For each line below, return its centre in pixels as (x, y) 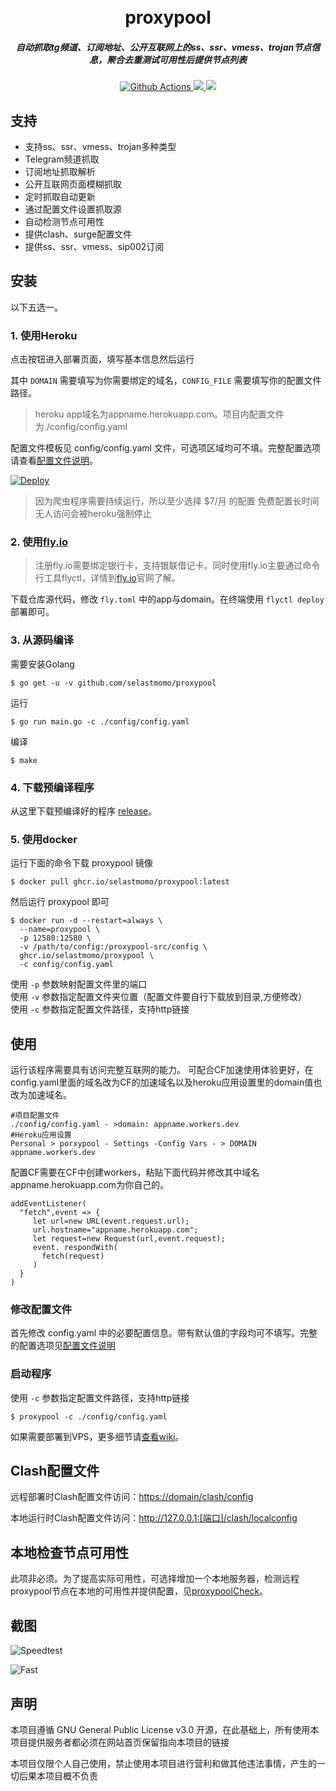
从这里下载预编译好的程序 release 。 (84, 811)
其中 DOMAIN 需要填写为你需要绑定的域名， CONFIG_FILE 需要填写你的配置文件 (166, 381)
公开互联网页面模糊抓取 (73, 184)
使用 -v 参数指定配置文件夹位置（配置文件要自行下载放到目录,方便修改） (159, 997)
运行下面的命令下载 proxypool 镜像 (81, 863)
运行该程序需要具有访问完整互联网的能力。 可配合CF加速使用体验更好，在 (162, 1070)
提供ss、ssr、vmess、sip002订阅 (94, 246)
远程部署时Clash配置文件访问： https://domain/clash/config (132, 1497)
